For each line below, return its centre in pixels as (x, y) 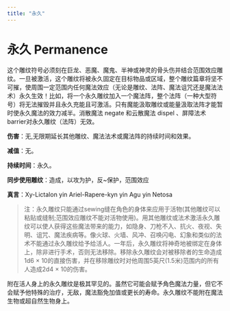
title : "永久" (26, 13)
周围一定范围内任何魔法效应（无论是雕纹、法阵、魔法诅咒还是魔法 (124, 87)
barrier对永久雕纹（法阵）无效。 (53, 122)
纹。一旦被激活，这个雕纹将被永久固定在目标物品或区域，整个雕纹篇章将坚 (112, 78)
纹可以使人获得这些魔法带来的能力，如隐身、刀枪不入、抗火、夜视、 (120, 226)
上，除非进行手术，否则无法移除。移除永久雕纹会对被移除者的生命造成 (123, 252)
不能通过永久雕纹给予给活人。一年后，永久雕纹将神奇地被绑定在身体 (126, 243)
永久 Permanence (57, 49)
